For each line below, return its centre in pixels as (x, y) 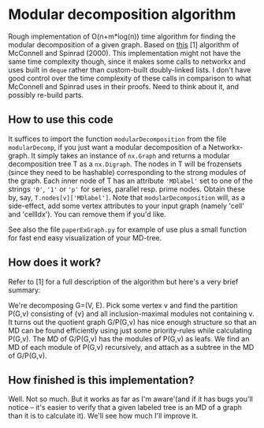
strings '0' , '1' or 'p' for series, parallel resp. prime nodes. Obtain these (127, 189)
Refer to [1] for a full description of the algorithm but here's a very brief (123, 281)
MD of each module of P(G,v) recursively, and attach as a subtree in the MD (131, 347)
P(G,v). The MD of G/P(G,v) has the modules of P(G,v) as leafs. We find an (129, 339)
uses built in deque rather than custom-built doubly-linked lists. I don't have (130, 69)
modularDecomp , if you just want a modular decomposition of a (108, 147)
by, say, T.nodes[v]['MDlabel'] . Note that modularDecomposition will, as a (127, 197)
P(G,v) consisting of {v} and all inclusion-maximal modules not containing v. (131, 314)
